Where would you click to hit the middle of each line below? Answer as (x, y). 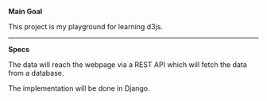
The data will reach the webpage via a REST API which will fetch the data (128, 65)
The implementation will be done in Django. (79, 88)
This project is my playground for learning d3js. (85, 26)
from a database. (36, 73)
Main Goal (25, 11)
